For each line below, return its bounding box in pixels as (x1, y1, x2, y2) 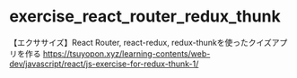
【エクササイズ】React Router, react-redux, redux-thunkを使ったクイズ (9, 37, 272, 48)
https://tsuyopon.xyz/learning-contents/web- (42, 48, 211, 59)
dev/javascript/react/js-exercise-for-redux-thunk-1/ (9, 58, 199, 69)
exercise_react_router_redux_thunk (9, 6, 281, 27)
